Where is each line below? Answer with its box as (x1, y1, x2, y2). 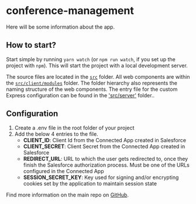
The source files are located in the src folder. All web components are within (6, 73, 190, 80)
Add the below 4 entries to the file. (14, 130, 98, 138)
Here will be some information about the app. (6, 23, 115, 30)
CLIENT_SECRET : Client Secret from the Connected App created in (23, 143, 185, 150)
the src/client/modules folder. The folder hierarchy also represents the (6, 79, 177, 86)
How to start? (6, 40, 57, 50)
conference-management (6, 4, 135, 17)
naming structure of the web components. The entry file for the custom (6, 86, 178, 93)
